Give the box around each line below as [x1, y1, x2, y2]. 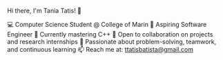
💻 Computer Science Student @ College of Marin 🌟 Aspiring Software [7, 21, 207, 28]
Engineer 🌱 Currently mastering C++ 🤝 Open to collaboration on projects [7, 30, 213, 38]
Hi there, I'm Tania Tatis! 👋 [7, 7, 81, 14]
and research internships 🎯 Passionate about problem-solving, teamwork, [7, 38, 217, 46]
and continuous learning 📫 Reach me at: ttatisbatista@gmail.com [7, 46, 193, 53]
